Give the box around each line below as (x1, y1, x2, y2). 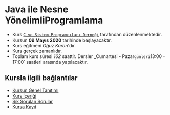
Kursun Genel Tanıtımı (12, 87, 59, 93)
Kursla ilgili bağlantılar (5, 73, 78, 83)
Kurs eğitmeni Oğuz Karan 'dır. (12, 42, 76, 48)
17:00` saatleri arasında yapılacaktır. (12, 59, 88, 65)
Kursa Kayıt (12, 104, 37, 110)
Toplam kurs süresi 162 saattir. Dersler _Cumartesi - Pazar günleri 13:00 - (12, 53, 165, 60)
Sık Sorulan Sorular (12, 98, 53, 104)
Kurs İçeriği (12, 92, 37, 99)
